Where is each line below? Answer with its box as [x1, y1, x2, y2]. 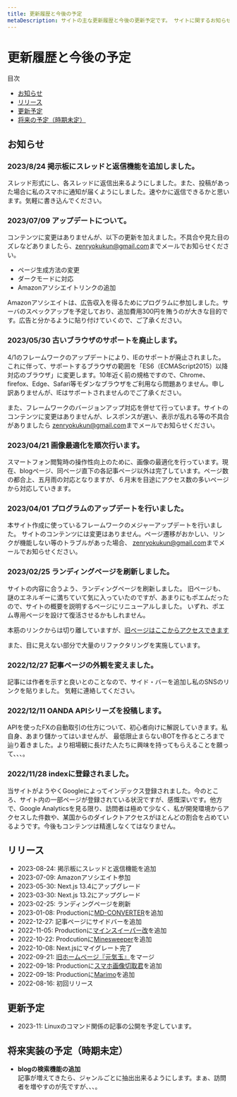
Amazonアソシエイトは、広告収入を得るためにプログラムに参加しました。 [7, 298, 223, 307]
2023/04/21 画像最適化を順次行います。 [7, 440, 145, 450]
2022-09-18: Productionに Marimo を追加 [17, 971, 135, 979]
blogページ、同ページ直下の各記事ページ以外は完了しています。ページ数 [19, 467, 229, 475]
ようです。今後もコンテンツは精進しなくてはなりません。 [13, 822, 180, 830]
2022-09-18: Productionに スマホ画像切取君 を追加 [17, 961, 162, 970]
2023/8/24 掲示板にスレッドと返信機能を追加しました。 [7, 161, 200, 171]
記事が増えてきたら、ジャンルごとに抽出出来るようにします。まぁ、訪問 [17, 1073, 227, 1081]
